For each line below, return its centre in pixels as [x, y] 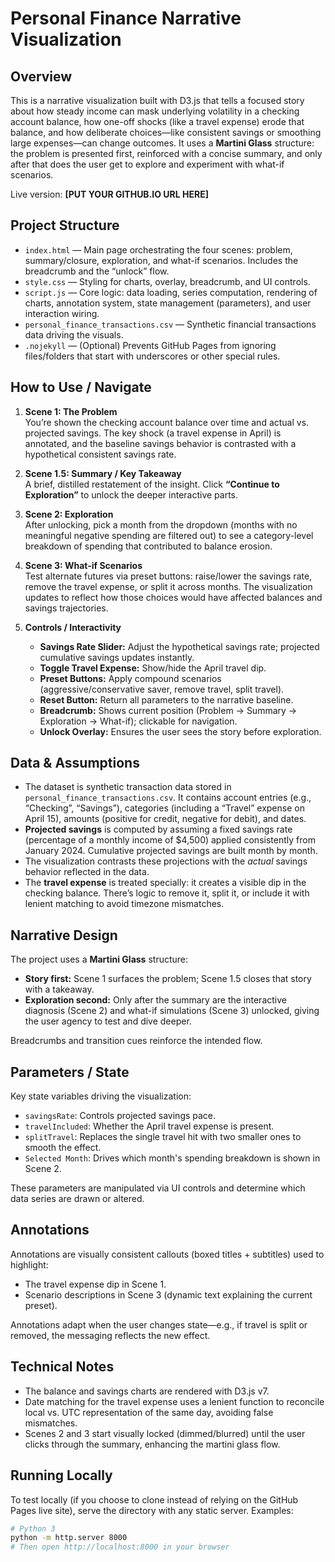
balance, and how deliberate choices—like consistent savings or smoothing [166, 132]
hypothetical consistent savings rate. [100, 454]
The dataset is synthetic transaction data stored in [128, 787]
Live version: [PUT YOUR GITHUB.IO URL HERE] [109, 194]
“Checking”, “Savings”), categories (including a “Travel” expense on [164, 808]
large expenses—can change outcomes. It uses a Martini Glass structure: [162, 143]
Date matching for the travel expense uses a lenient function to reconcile [174, 1401]
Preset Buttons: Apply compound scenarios [130, 678]
